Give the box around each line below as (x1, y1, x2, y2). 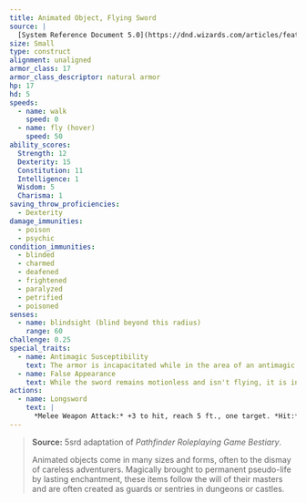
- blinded (17, 251, 55, 260)
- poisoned (17, 302, 59, 311)
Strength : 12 (17, 149, 67, 158)
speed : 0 (25, 115, 59, 124)
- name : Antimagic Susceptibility (17, 352, 148, 361)
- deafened (17, 268, 59, 277)
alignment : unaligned (9, 56, 92, 65)
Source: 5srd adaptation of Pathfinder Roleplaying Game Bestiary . (31, 436, 282, 447)
